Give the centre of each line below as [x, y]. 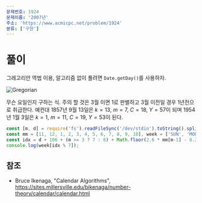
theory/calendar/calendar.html [52, 193]
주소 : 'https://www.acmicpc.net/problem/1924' [64, 23]
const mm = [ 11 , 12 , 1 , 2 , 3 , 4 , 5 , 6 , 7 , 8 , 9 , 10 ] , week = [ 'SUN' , [95, 135]
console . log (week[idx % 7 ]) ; [43, 145]
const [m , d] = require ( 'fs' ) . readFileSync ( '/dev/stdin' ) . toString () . [96, 129]
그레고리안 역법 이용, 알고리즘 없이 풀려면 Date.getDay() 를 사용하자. [86, 78]
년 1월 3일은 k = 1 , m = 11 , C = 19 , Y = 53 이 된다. [65, 117]
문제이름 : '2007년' [28, 17]
